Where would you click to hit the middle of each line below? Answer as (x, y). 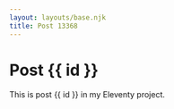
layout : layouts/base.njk (57, 17)
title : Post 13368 (43, 26)
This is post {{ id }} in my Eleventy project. (87, 95)
